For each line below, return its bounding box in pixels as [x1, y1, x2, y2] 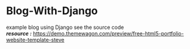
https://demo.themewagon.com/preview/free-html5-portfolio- [33, 30, 184, 37]
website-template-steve [6, 36, 65, 43]
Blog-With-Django [6, 4, 98, 18]
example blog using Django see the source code [6, 24, 124, 31]
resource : [6, 30, 32, 37]
